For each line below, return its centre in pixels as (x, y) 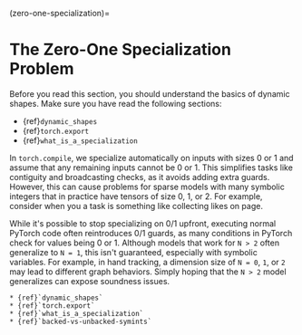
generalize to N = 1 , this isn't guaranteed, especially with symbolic (134, 252)
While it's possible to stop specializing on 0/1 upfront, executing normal (143, 223)
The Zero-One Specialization (120, 50)
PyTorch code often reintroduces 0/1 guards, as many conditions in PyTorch (151, 233)
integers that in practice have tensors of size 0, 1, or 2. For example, (136, 196)
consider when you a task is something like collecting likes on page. (136, 206)
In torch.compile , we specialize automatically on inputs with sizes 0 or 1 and (151, 158)
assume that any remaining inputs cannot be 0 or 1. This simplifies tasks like (151, 167)
